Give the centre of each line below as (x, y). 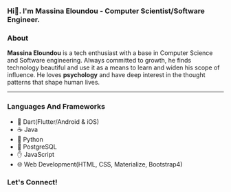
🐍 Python (30, 139)
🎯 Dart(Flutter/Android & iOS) (58, 121)
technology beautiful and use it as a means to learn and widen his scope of (113, 67)
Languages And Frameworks (56, 107)
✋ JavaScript (36, 154)
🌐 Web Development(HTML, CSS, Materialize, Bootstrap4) (100, 164)
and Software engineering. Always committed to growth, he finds (99, 61)
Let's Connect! (32, 182)
